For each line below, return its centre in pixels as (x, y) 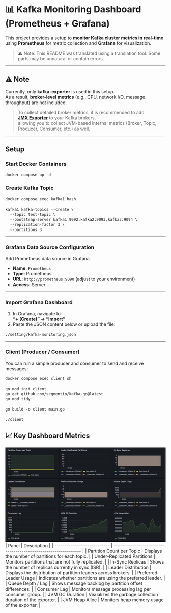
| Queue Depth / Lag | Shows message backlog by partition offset (74, 583)
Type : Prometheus (32, 274)
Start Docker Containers (36, 164)
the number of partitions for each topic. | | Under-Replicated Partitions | (80, 556)
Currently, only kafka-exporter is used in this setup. (60, 91)
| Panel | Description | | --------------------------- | (59, 545)
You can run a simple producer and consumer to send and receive (75, 363)
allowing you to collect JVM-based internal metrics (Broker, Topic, (87, 123)
